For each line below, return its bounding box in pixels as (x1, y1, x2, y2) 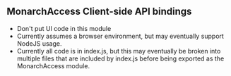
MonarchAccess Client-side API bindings (6, 6, 192, 18)
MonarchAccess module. (16, 61, 90, 70)
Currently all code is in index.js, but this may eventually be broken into (16, 46, 221, 55)
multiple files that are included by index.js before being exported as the (16, 54, 225, 63)
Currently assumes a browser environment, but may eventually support (16, 32, 224, 40)
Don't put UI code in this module (16, 24, 112, 32)
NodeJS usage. (16, 39, 62, 48)
